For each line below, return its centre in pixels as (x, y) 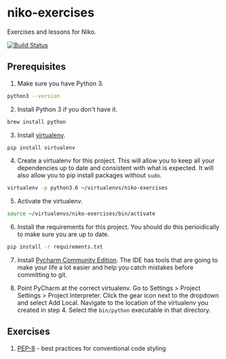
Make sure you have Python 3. (60, 83)
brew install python (37, 122)
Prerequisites (37, 67)
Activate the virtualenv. (50, 201)
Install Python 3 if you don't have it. (67, 109)
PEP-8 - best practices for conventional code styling (92, 348)
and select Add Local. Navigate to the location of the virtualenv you (113, 302)
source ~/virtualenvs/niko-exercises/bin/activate (81, 214)
